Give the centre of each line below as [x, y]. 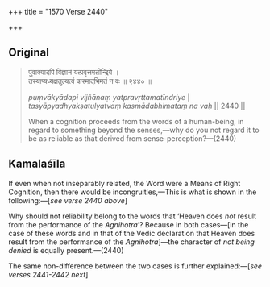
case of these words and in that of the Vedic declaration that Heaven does [132, 233]
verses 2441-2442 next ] [48, 274]
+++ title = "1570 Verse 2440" [58, 12]
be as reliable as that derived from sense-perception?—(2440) [132, 138]
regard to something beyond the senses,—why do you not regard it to [143, 130]
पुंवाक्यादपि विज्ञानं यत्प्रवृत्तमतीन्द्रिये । [73, 72]
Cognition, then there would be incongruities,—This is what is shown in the [133, 192]
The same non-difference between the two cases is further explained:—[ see [135, 266]
